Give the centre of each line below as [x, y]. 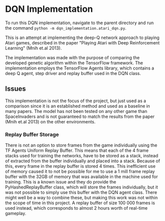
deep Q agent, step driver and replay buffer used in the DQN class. [73, 73]
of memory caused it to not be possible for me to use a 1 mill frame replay [80, 172]
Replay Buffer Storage [32, 134]
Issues [16, 89]
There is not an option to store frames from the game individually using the [81, 145]
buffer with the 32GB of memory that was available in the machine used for [82, 177]
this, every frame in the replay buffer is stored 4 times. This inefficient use [80, 166]
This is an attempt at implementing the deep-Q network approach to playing [82, 37]
